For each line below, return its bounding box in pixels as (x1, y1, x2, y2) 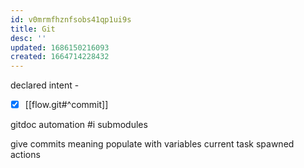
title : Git (10, 24, 56, 34)
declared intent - (10, 79, 80, 91)
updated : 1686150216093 (10, 42, 110, 53)
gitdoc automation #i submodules (10, 119, 148, 131)
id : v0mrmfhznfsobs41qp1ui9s (10, 14, 132, 25)
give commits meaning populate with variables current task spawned (10, 138, 295, 150)
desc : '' (10, 33, 47, 43)
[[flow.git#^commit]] (24, 99, 109, 111)
